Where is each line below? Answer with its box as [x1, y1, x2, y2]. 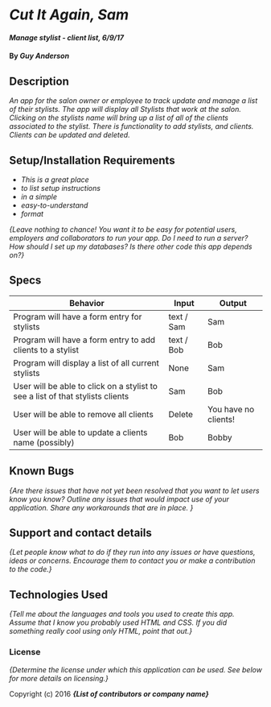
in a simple [20, 192, 58, 201]
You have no [207, 403, 255, 415]
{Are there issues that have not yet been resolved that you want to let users [9, 486, 260, 495]
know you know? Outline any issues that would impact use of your [9, 494, 230, 504]
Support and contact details [9, 526, 152, 540]
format [20, 209, 43, 218]
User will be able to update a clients [13, 427, 148, 438]
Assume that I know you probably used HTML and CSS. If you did [9, 618, 228, 627]
